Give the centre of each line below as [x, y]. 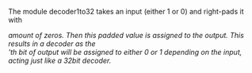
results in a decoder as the [52, 44]
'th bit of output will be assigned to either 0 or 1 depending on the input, [125, 52]
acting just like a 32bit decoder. [60, 60]
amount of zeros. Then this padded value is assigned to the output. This [126, 35]
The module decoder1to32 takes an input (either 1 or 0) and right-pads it [126, 12]
